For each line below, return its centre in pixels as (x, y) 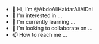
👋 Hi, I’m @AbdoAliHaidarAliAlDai (52, 9)
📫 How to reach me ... (39, 35)
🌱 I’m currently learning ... (44, 22)
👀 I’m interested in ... (37, 15)
